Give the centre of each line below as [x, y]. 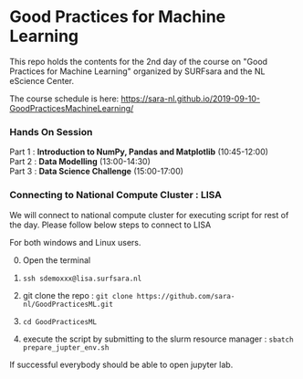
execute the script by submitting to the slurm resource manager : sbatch [158, 339]
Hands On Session [51, 132]
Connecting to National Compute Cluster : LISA [115, 195]
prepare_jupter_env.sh [66, 347]
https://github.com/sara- [186, 296]
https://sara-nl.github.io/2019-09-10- [191, 99]
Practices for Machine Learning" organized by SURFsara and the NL [137, 71]
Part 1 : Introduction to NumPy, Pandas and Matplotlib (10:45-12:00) [139, 152]
